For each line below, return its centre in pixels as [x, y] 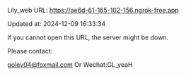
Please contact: [30, 51]
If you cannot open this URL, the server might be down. [88, 37]
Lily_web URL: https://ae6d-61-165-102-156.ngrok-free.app [93, 10]
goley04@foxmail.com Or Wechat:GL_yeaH [70, 65]
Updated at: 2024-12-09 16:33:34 [57, 24]
